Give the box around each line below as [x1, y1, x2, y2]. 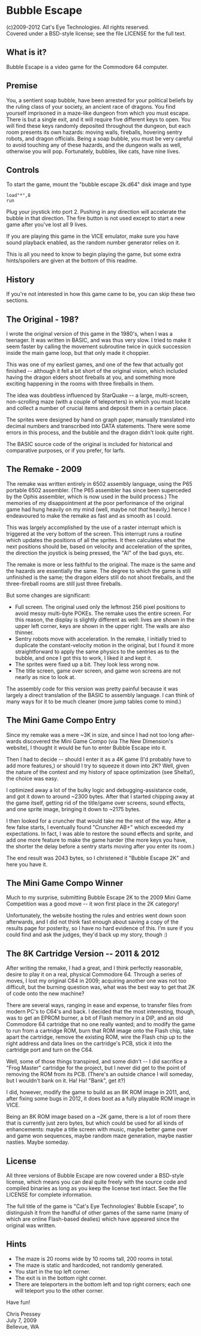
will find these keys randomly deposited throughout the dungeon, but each [6, 122, 191, 129]
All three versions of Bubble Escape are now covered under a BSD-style [6, 1172, 184, 1179]
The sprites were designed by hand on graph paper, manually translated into [6, 416, 195, 423]
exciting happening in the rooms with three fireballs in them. [6, 380, 155, 387]
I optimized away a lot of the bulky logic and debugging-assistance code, [6, 786, 188, 793]
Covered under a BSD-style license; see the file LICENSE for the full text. [6, 29, 186, 37]
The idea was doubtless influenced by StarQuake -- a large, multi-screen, [6, 391, 188, 399]
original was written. [6, 1222, 57, 1229]
